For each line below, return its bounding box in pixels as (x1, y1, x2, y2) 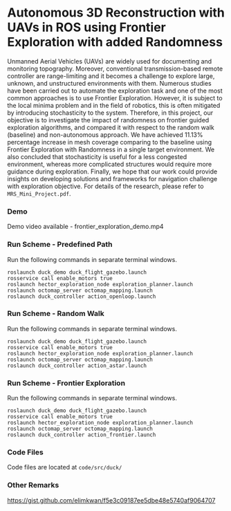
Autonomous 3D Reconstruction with (7, 5, 225, 21)
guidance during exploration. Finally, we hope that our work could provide (7, 167, 218, 176)
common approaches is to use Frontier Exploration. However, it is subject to (7, 93, 223, 102)
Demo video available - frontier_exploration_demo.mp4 (7, 223, 164, 231)
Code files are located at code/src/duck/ (7, 463, 122, 472)
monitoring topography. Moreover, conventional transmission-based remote (7, 64, 223, 73)
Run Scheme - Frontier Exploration (7, 378, 126, 388)
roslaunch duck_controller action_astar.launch (7, 362, 147, 369)
